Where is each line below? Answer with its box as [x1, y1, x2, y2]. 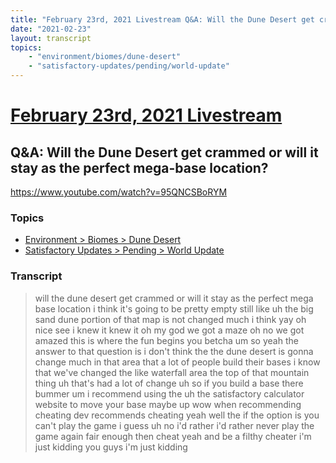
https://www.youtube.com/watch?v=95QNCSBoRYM [10, 186, 228, 198]
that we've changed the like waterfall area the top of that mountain [34, 366, 310, 378]
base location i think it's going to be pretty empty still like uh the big [34, 302, 314, 315]
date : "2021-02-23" [10, 24, 92, 34]
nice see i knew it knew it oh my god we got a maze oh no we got [34, 324, 305, 336]
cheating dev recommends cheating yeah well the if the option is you [34, 409, 320, 421]
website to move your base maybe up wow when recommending [34, 398, 302, 410]
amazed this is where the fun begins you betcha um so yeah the [34, 334, 299, 346]
